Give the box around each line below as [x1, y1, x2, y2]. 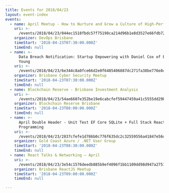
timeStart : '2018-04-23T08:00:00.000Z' [14, 106, 98, 111]
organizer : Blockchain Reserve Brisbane [14, 101, 100, 106]
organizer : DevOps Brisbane [14, 36, 73, 41]
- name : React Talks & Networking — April [10, 153, 100, 158]
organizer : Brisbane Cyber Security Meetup [14, 73, 107, 78]
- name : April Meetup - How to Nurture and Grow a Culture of [10, 21, 143, 27]
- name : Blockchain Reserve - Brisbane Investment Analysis [10, 87, 138, 92]
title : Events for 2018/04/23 [5, 7, 69, 13]
